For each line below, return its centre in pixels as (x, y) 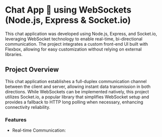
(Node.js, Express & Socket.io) (68, 20)
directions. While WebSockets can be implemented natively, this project (77, 91)
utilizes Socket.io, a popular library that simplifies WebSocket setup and (77, 97)
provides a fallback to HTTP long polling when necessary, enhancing (74, 102)
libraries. (14, 54)
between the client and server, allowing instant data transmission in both (78, 86)
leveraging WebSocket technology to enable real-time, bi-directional (74, 39)
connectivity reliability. (28, 107)
